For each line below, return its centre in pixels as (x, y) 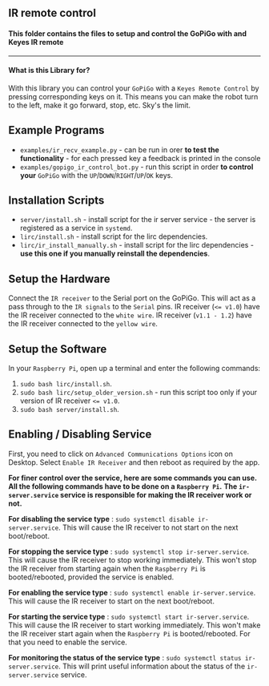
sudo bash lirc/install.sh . (66, 384)
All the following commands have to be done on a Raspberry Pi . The (123, 486)
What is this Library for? (49, 71)
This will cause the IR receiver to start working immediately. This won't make (134, 625)
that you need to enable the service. (68, 642)
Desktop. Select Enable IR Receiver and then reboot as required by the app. (134, 462)
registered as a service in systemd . (76, 228)
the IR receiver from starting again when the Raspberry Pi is (107, 568)
